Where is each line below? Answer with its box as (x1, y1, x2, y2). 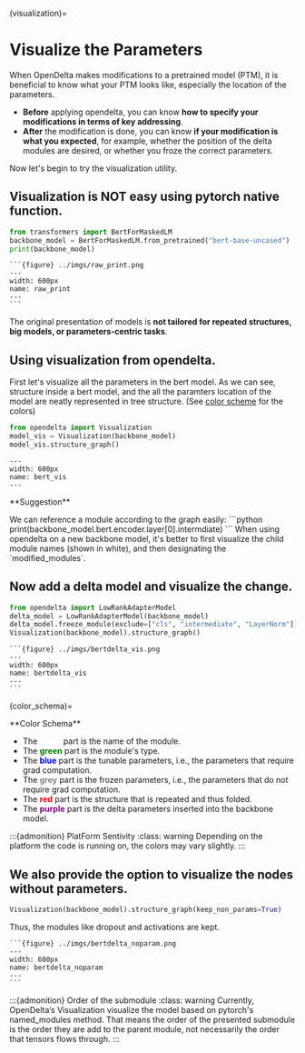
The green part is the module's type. (22, 746, 161, 757)
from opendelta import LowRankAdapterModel (9, 603, 177, 612)
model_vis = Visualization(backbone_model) (9, 432, 177, 441)
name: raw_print (9, 285, 71, 294)
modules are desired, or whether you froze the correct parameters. (22, 145, 274, 155)
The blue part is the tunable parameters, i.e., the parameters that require (22, 755, 295, 767)
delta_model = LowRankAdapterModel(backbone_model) (9, 611, 209, 621)
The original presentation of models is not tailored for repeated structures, (9, 316, 292, 327)
